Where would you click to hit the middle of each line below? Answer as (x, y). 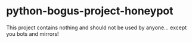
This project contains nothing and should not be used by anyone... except (97, 27)
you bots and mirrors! (32, 33)
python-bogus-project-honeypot (90, 11)
